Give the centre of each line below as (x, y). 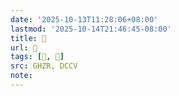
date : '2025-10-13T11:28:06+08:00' (84, 19)
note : (21, 76)
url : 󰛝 (24, 47)
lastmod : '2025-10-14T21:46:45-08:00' (91, 29)
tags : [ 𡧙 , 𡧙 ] (37, 57)
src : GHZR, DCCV (44, 66)
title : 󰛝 (28, 38)
